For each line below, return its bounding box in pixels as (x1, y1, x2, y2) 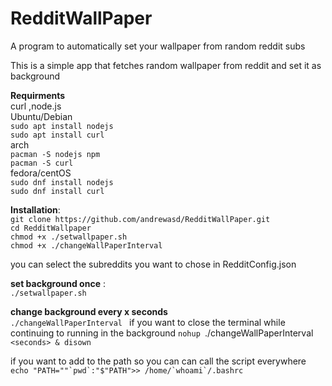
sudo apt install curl (10, 130, 105, 140)
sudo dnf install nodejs (10, 177, 114, 187)
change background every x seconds (10, 305, 168, 317)
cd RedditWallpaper (10, 223, 92, 233)
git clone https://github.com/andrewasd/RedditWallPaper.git (10, 214, 271, 224)
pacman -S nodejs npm (10, 149, 101, 159)
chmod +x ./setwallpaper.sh (10, 232, 128, 242)
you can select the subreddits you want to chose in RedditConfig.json (10, 258, 297, 270)
